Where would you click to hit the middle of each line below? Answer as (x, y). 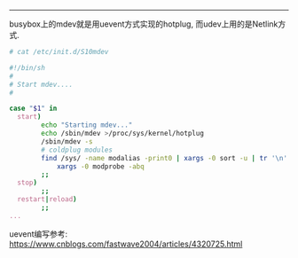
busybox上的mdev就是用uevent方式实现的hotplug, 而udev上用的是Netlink (144, 24)
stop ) (27, 183)
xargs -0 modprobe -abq (100, 166)
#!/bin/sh (27, 67)
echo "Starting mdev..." (87, 125)
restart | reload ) (47, 199)
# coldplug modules (77, 150)
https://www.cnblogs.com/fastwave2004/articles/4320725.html (126, 244)
